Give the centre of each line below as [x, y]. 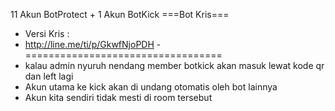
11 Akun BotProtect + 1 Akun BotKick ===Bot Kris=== [120, 14]
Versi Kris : [47, 33]
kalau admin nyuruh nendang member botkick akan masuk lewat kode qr [174, 65]
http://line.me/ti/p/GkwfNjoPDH [89, 44]
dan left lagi [49, 76]
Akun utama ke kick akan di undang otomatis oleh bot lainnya [151, 87]
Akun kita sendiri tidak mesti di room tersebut [118, 97]
